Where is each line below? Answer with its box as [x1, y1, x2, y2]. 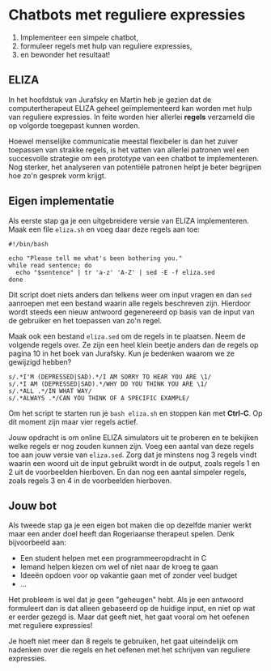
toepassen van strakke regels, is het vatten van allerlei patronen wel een [8, 144, 249, 155]
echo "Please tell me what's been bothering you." [8, 254, 183, 263]
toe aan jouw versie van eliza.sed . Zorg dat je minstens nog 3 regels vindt [8, 450, 257, 459]
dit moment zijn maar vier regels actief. [8, 417, 138, 426]
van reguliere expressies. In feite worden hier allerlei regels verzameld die [8, 112, 256, 122]
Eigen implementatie [8, 194, 115, 208]
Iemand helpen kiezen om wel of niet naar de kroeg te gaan [19, 562, 218, 572]
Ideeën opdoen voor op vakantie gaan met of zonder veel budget [19, 571, 238, 580]
